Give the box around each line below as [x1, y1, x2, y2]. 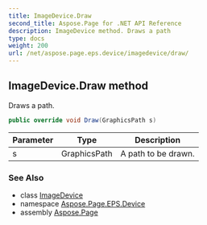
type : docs [8, 34, 45, 43]
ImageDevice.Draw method [8, 79, 149, 93]
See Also [8, 172, 44, 183]
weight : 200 [8, 42, 48, 50]
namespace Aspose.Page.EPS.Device [19, 198, 146, 208]
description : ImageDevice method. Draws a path [8, 27, 172, 35]
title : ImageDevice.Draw [8, 11, 92, 20]
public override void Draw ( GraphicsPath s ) [8, 116, 157, 124]
